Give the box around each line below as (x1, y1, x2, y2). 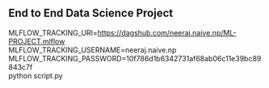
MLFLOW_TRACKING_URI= (8, 27, 99, 37)
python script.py (8, 70, 63, 80)
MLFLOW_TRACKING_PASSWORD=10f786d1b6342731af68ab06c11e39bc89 (8, 53, 262, 63)
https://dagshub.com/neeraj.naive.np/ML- (97, 27, 237, 37)
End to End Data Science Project (8, 6, 174, 20)
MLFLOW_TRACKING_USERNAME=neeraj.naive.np (8, 44, 177, 55)
